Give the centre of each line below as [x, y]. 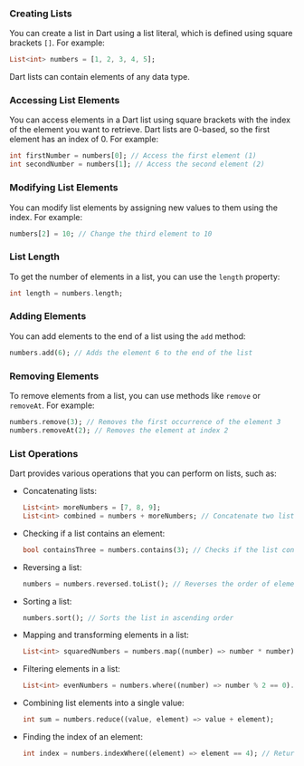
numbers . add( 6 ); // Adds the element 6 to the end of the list [131, 353]
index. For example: [46, 217]
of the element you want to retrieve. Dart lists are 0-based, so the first [140, 130]
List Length [35, 257]
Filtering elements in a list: [71, 669]
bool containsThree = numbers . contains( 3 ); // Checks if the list [150, 550]
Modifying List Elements [64, 188]
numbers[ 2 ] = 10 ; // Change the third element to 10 [111, 234]
